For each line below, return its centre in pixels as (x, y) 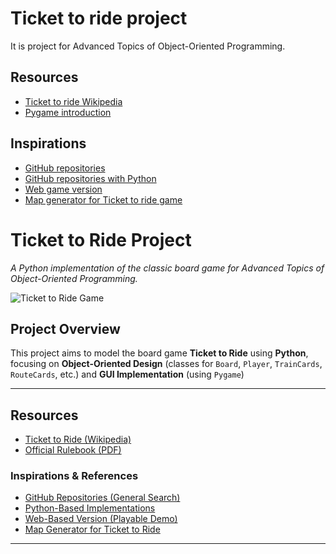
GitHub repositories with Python (90, 178)
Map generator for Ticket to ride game (103, 199)
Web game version (63, 189)
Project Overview (65, 328)
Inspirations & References (74, 476)
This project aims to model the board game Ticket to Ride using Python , (159, 353)
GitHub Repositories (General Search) (102, 498)
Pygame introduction (68, 112)
